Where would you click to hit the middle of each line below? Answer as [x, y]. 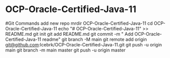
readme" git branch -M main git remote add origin [95, 39]
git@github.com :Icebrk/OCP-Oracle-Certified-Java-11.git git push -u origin [84, 44]
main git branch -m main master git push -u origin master [66, 50]
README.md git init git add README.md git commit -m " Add [69, 34]
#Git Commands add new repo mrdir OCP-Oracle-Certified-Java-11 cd [79, 23]
